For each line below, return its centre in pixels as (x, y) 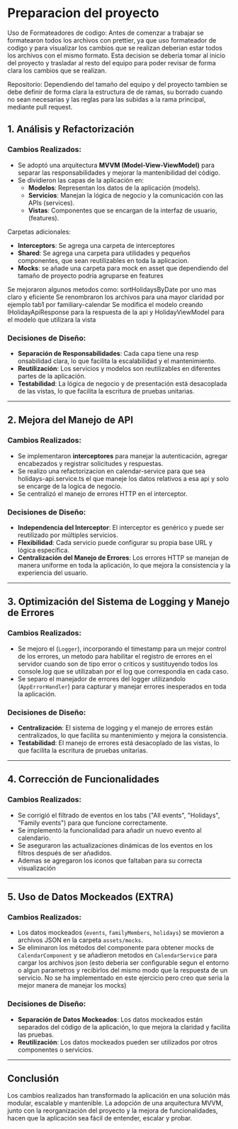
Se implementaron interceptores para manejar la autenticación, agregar (123, 455)
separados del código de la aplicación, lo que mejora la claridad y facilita (124, 1027)
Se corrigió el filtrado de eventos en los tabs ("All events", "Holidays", (119, 815)
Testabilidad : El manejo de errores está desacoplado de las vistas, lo (118, 742)
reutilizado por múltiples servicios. (68, 535)
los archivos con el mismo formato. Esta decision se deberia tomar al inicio (116, 55)
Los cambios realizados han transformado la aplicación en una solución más (119, 1096)
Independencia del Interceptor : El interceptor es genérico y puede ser (121, 527)
